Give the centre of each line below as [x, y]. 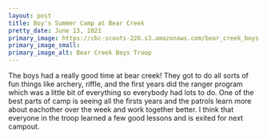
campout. [24, 126]
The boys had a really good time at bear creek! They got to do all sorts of [129, 75]
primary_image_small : [44, 46]
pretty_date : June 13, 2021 [55, 30]
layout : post [30, 16]
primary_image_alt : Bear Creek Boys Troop [80, 53]
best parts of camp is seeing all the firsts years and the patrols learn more [130, 101]
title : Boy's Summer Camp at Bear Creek [77, 23]
